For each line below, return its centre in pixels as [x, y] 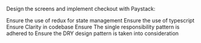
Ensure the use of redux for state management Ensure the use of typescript [100, 20]
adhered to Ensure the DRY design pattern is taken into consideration [93, 33]
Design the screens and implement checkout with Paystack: [81, 9]
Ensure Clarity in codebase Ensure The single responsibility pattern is [93, 27]
